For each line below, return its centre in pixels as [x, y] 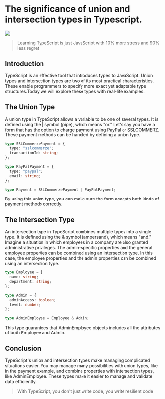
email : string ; [25, 176]
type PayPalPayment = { [30, 167]
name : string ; [24, 277]
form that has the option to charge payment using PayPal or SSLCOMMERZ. [82, 130]
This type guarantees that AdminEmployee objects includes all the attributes [83, 328]
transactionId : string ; [34, 153]
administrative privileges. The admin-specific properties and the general [79, 248]
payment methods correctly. [34, 204]
